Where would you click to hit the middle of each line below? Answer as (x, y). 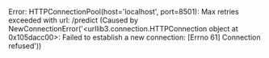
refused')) (25, 46)
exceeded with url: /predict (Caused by (74, 20)
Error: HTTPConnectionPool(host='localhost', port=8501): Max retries (124, 12)
